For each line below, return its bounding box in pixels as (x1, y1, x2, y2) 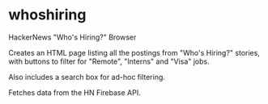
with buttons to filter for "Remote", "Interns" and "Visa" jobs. (8, 56, 211, 66)
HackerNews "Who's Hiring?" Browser (8, 32, 137, 42)
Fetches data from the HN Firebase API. (8, 87, 141, 98)
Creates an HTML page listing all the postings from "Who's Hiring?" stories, (8, 48, 261, 57)
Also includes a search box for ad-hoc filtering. (8, 72, 166, 81)
